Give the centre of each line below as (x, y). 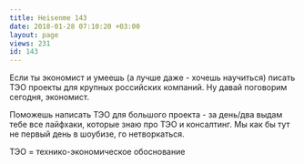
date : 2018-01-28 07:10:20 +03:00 (75, 26)
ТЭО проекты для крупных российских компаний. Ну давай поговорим (148, 87)
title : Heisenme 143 (49, 18)
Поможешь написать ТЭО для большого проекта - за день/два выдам (146, 115)
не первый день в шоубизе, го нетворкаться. (97, 134)
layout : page (34, 35)
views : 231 (30, 43)
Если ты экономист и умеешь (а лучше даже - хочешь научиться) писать (152, 77)
